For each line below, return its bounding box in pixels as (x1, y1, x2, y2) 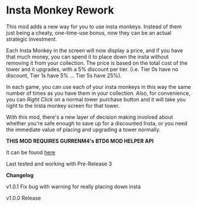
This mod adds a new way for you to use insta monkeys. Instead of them (6, 23, 182, 30)
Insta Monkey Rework (6, 4, 115, 17)
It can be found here (6, 148, 56, 156)
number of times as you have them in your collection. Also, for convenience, (6, 89, 191, 97)
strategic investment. (6, 35, 58, 42)
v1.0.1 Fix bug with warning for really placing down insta (6, 183, 141, 190)
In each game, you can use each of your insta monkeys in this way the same (6, 83, 191, 90)
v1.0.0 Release (6, 194, 41, 201)
